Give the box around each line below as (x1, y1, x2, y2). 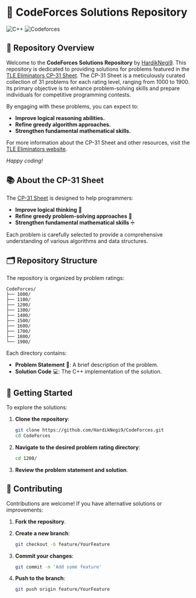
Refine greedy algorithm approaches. (14, 121, 112, 128)
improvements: (6, 506, 43, 514)
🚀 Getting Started (6, 387, 73, 398)
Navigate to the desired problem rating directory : (14, 444, 141, 451)
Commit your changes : (14, 552, 74, 559)
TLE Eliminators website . (6, 145, 68, 153)
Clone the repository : (14, 416, 70, 423)
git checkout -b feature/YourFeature (14, 541, 110, 547)
